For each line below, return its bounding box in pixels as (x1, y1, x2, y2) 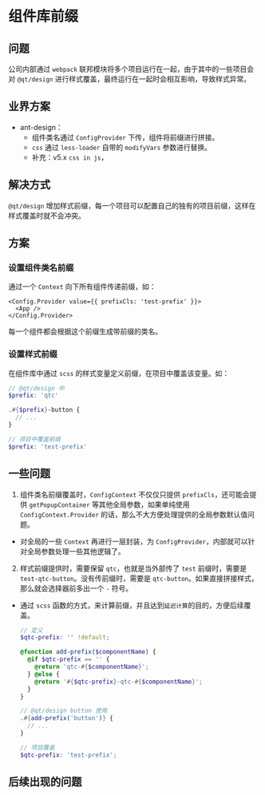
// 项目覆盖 (19, 743, 55, 751)
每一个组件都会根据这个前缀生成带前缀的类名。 (8, 326, 162, 336)
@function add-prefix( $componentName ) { (19, 648, 156, 656)
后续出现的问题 (8, 775, 82, 789)
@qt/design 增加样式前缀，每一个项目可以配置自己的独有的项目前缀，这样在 (8, 200, 256, 210)
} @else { (27, 670, 60, 678)
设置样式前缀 (8, 349, 58, 360)
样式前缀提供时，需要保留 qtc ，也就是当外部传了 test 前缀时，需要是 (19, 564, 247, 573)
